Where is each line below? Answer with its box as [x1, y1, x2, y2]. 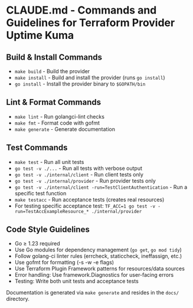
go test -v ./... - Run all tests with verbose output [14, 165, 143, 172]
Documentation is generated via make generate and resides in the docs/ [6, 289, 179, 296]
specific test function [14, 189, 67, 196]
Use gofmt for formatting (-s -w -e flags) [14, 259, 114, 266]
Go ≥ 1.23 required [14, 240, 60, 247]
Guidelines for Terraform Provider [6, 16, 175, 30]
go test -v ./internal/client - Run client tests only [14, 171, 143, 178]
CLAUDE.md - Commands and [6, 4, 157, 17]
